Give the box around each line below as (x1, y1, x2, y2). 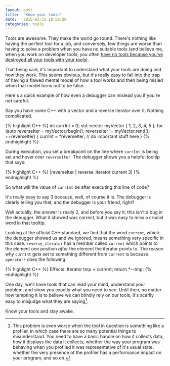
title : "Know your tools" (5, 12, 62, 17)
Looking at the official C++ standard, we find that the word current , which (5, 230, 159, 236)
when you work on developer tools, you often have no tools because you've (5, 51, 163, 58)
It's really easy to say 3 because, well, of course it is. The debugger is (5, 194, 151, 200)
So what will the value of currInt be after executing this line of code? (5, 184, 149, 190)
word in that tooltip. (5, 220, 46, 226)
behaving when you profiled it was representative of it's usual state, (12, 344, 154, 350)
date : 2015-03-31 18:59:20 (5, 17, 67, 22)
